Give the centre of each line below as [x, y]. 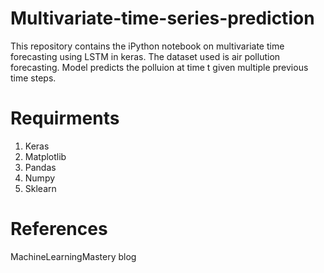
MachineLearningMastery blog [73, 256]
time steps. [33, 78]
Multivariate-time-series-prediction [162, 18]
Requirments [65, 118]
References [59, 229]
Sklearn [40, 188]
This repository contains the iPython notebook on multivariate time [147, 46]
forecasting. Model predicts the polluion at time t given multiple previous [159, 67]
